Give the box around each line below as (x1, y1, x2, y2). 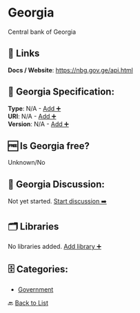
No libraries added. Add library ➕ (8, 243, 102, 250)
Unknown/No (8, 159, 46, 167)
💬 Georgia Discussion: (8, 178, 106, 190)
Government (17, 285, 54, 294)
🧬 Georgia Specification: (8, 86, 114, 98)
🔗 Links (8, 48, 40, 59)
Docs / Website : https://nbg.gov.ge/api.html (8, 65, 133, 74)
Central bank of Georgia (8, 28, 77, 36)
